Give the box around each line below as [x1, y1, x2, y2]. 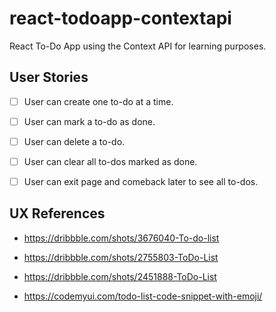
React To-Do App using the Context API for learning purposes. [9, 40, 267, 52]
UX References [9, 205, 106, 222]
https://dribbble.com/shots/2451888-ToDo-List [23, 270, 217, 282]
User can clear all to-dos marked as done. [23, 155, 198, 167]
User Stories [9, 69, 89, 86]
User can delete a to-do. [23, 135, 126, 147]
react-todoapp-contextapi [9, 7, 232, 30]
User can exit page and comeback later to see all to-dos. [23, 176, 259, 187]
